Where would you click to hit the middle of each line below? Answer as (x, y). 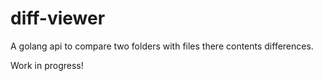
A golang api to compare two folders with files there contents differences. (162, 46)
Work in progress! (47, 65)
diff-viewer (58, 18)
